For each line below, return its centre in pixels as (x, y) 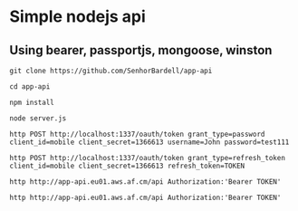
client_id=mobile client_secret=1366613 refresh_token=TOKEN (127, 166)
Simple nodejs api (78, 17)
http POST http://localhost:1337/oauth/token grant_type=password (137, 134)
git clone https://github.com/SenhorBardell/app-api (111, 71)
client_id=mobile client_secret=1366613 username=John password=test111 (149, 142)
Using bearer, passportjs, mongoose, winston (141, 50)
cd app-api (30, 87)
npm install (32, 102)
